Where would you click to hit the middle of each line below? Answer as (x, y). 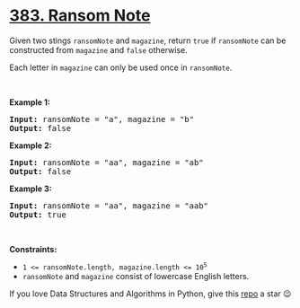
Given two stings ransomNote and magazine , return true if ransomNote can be (148, 40)
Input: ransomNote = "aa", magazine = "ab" (106, 162)
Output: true (38, 215)
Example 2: (31, 145)
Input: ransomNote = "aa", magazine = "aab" (109, 206)
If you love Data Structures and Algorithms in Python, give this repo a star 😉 (150, 294)
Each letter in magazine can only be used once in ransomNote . (121, 67)
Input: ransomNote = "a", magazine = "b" (102, 119)
